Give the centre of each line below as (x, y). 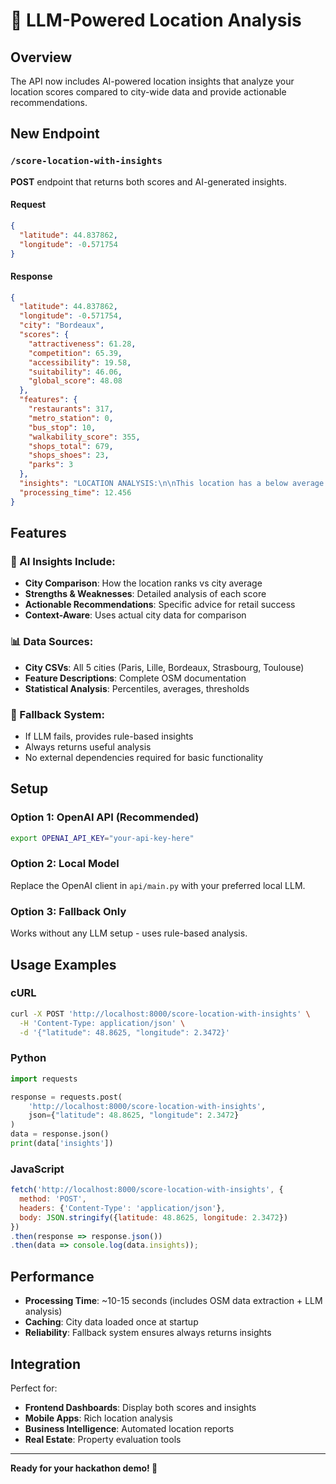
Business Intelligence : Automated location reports (129, 1428)
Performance (52, 1276)
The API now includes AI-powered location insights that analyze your (152, 81)
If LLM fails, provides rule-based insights (109, 736)
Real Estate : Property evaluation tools (103, 1439)
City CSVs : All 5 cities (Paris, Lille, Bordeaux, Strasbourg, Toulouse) (164, 667)
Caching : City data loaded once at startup (111, 1322)
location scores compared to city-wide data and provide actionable (148, 92)
